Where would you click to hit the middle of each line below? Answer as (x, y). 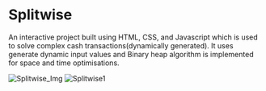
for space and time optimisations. (64, 63)
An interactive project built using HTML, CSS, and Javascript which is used (133, 37)
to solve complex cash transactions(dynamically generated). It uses (121, 45)
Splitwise (40, 15)
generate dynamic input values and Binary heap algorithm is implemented (131, 54)
